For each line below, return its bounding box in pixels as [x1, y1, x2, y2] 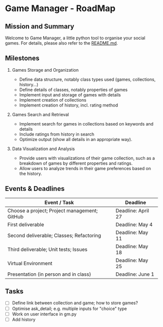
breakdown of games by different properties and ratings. [19, 160, 133, 166]
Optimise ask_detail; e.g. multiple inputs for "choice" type [12, 306, 127, 311]
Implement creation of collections [19, 97, 86, 103]
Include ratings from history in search [19, 131, 95, 137]
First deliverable [7, 221, 45, 228]
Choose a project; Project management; [7, 207, 98, 214]
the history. [19, 171, 42, 176]
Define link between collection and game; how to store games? [12, 300, 138, 306]
